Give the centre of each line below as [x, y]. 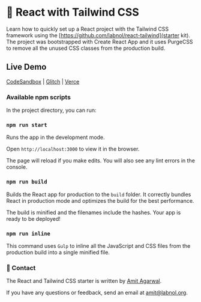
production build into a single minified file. [58, 252]
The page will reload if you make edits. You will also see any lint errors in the [100, 161]
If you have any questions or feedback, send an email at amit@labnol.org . [97, 293]
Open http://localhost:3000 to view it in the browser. [73, 149]
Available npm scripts [38, 97]
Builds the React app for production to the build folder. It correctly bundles [99, 194]
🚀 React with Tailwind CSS [73, 12]
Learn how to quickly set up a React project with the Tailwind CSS [88, 29]
